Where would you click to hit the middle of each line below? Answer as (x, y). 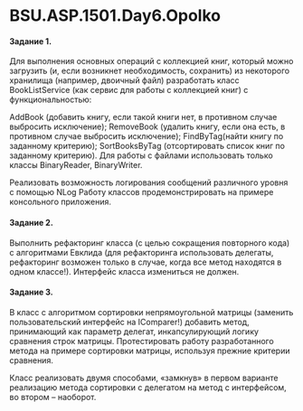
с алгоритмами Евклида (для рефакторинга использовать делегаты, (142, 252)
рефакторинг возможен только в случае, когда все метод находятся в (146, 262)
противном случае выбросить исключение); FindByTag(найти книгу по (147, 136)
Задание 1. (31, 41)
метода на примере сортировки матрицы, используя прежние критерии (150, 350)
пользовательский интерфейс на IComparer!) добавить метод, (130, 322)
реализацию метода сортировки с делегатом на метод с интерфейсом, (148, 387)
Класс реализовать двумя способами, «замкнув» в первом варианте (144, 378)
